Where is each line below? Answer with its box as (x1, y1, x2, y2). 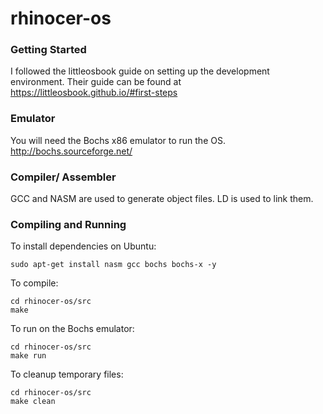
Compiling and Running (10, 218, 127, 231)
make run (10, 351, 47, 361)
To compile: (10, 277, 59, 289)
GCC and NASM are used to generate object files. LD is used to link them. (10, 193, 314, 205)
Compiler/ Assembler (10, 170, 117, 184)
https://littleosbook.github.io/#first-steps (10, 87, 178, 99)
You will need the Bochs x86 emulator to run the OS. (10, 134, 226, 146)
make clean (10, 397, 56, 407)
